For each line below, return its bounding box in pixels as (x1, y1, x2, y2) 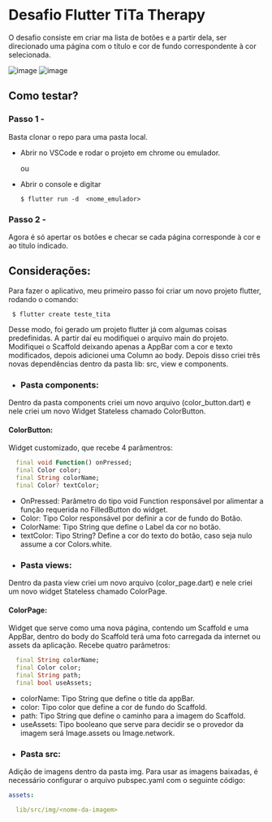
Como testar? (8, 89, 79, 103)
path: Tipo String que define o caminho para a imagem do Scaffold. (19, 711, 246, 720)
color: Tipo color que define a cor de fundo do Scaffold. (19, 702, 207, 712)
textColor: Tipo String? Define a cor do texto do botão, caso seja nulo (19, 530, 253, 540)
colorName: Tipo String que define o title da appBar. (19, 693, 195, 703)
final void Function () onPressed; (15, 459, 132, 467)
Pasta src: (19, 748, 61, 759)
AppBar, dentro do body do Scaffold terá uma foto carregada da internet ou (8, 632, 261, 642)
